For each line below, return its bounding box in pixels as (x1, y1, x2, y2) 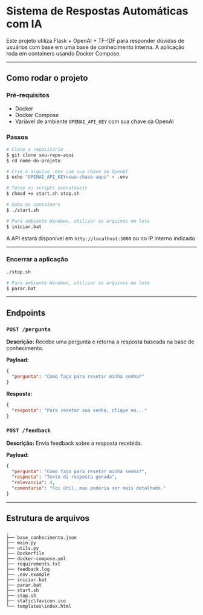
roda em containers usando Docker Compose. (6, 49, 121, 57)
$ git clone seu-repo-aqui (6, 152, 74, 158)
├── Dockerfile (6, 550, 45, 556)
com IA (6, 17, 42, 31)
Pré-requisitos (6, 91, 50, 100)
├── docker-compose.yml (6, 555, 66, 562)
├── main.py (6, 540, 36, 546)
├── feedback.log (6, 566, 50, 572)
